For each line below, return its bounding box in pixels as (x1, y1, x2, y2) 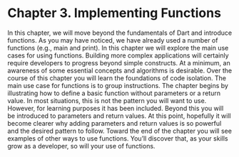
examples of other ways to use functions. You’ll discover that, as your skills (7, 134, 228, 143)
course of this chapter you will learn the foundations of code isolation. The (7, 73, 227, 82)
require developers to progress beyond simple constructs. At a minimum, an (7, 58, 230, 67)
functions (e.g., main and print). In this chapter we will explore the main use (7, 43, 229, 52)
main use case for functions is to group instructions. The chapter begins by (7, 81, 228, 90)
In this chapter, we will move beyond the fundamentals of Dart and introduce (7, 28, 233, 37)
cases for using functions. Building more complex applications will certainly (7, 51, 230, 60)
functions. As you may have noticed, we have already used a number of (7, 36, 218, 44)
